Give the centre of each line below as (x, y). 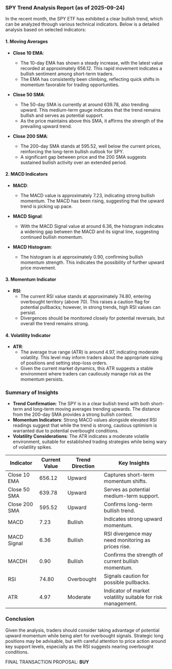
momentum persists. (42, 379)
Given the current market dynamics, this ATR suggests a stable (87, 368)
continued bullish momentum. (52, 237)
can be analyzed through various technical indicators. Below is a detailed (82, 24)
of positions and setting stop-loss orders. (64, 363)
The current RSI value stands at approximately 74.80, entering (85, 296)
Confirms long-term (128, 505)
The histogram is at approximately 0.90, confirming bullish (82, 257)
